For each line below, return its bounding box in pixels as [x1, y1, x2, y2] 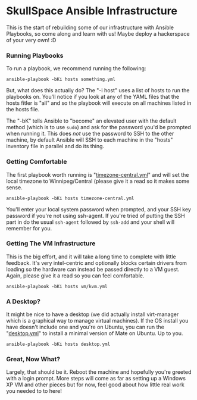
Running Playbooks [6, 51, 64, 60]
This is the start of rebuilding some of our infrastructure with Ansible [6, 24, 174, 31]
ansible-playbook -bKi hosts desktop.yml [6, 341, 111, 348]
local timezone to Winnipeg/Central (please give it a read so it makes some [6, 177, 190, 185]
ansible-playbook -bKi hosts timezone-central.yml [6, 195, 135, 201]
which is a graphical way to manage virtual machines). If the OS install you [6, 317, 189, 324]
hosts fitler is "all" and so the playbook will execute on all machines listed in [6, 99, 192, 107]
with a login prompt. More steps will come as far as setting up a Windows [6, 375, 186, 382]
